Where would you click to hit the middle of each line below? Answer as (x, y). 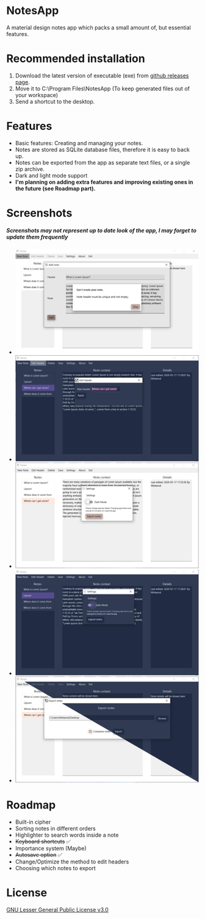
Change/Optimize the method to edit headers (72, 862)
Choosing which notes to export (55, 868)
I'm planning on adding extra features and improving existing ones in (104, 182)
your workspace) (37, 95)
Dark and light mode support (51, 175)
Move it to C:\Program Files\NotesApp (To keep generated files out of (103, 88)
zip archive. (30, 169)
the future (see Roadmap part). (55, 188)
